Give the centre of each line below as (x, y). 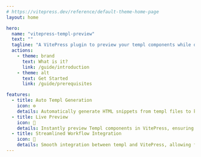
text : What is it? (45, 61)
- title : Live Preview (40, 117)
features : (19, 95)
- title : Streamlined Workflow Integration (66, 134)
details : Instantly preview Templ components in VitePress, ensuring (106, 128)
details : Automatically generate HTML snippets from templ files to (104, 111)
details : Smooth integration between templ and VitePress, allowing (104, 145)
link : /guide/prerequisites (57, 84)
